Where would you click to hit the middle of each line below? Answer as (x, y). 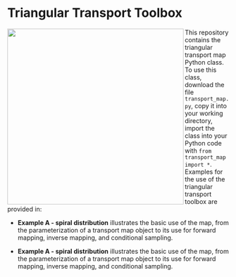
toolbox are (201, 201)
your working (204, 113)
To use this (201, 70)
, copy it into (209, 105)
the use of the (205, 179)
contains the (203, 39)
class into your (206, 136)
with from (198, 150)
